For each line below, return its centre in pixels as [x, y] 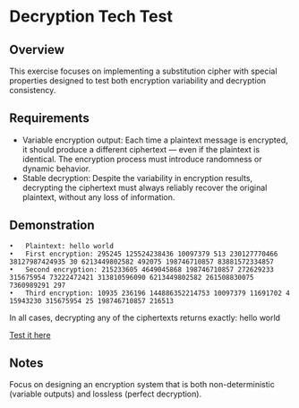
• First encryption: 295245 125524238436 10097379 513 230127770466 [144, 254]
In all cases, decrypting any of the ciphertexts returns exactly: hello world [145, 317]
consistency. [33, 90]
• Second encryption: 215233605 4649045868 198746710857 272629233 [142, 269]
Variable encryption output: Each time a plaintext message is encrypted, [155, 140]
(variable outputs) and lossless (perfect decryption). [106, 394]
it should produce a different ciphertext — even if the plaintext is [141, 149]
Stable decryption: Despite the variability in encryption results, [137, 178]
